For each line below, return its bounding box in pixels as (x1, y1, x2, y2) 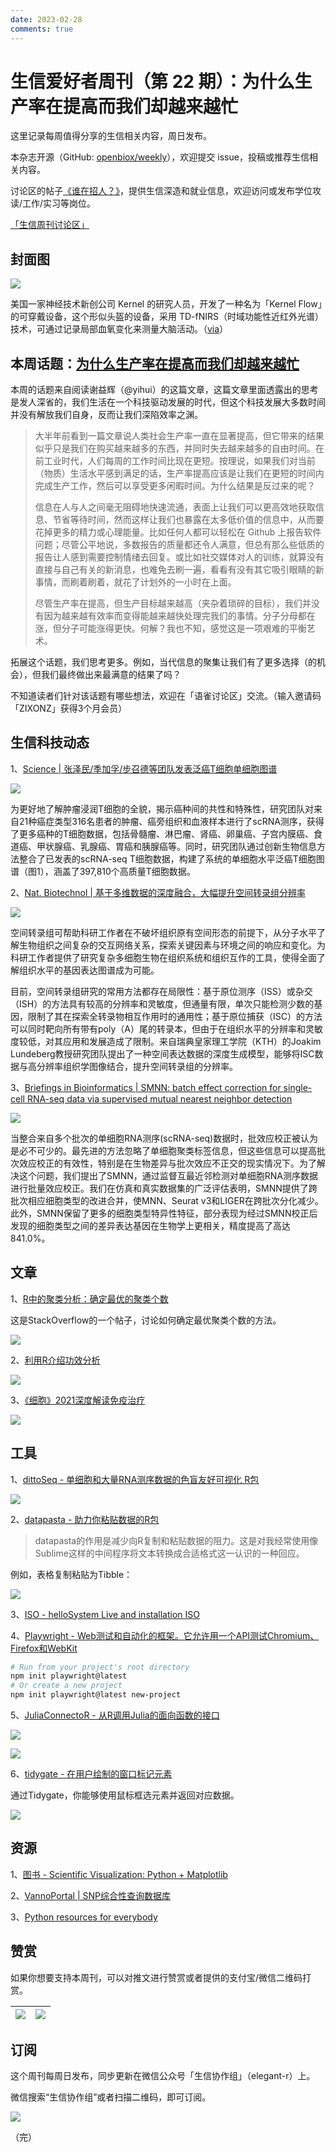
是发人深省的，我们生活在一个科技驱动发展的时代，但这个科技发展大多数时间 (10, 396, 326, 408)
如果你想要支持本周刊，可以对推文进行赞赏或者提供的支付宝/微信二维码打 (10, 1971, 312, 1983)
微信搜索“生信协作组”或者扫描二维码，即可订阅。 (10, 2091, 212, 2103)
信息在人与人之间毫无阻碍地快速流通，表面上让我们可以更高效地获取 (34, 501, 316, 513)
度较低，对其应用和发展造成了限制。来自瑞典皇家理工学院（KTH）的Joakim (10, 1035, 322, 1047)
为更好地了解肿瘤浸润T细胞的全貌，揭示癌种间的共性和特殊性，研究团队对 (10, 802, 315, 815)
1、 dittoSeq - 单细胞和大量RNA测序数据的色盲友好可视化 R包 (10, 1473, 260, 1485)
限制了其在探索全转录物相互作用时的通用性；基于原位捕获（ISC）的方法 (27, 1010, 323, 1022)
